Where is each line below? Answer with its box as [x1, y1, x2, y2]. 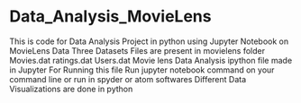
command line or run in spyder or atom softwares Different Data [9, 73, 247, 84]
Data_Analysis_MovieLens [9, 6, 212, 27]
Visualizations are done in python [9, 83, 133, 94]
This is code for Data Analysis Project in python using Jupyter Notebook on [9, 36, 289, 47]
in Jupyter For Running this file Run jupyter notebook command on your [9, 64, 275, 75]
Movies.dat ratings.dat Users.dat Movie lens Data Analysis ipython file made [9, 55, 293, 65]
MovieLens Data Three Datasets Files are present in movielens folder [9, 45, 266, 56]
